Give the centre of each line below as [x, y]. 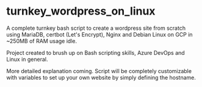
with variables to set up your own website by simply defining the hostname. [101, 77]
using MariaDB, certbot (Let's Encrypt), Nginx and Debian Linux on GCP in [100, 34]
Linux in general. [27, 59]
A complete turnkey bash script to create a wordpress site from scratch [96, 28]
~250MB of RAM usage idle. [42, 41]
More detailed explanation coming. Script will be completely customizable [99, 71]
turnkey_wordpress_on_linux [81, 11]
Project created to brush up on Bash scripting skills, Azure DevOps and [96, 52]
